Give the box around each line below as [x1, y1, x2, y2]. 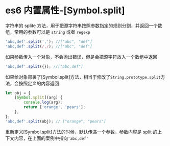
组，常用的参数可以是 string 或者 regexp [5, 29, 90, 35]
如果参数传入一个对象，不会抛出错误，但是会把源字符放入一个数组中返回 [5, 54, 157, 60]
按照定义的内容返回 [18, 80, 59, 86]
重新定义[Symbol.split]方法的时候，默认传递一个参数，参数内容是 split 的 [5, 129, 158, 135]
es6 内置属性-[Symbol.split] [5, 5, 125, 16]
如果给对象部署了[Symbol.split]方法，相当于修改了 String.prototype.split [5, 74, 161, 80]
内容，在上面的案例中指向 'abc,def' [14, 135, 89, 141]
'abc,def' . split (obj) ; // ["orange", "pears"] [5, 118, 106, 124]
